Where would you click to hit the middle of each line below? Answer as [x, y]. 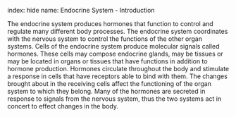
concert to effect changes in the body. [63, 106]
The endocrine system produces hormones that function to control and [110, 24]
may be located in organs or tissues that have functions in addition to [107, 61]
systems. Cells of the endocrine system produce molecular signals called [113, 46]
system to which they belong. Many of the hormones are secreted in [106, 91]
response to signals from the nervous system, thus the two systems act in [114, 99]
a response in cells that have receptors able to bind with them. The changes [117, 76]
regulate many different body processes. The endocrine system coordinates [118, 31]
